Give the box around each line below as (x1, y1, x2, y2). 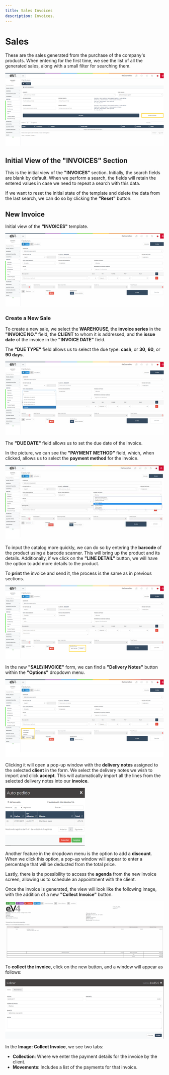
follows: (5, 969, 22, 975)
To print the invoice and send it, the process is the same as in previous (5, 570, 152, 576)
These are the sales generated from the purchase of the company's (5, 52, 145, 58)
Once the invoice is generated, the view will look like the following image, (5, 886, 157, 892)
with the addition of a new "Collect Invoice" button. (5, 891, 113, 898)
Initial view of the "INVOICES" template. (5, 223, 89, 229)
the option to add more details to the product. (5, 560, 100, 566)
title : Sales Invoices (5, 8, 53, 13)
